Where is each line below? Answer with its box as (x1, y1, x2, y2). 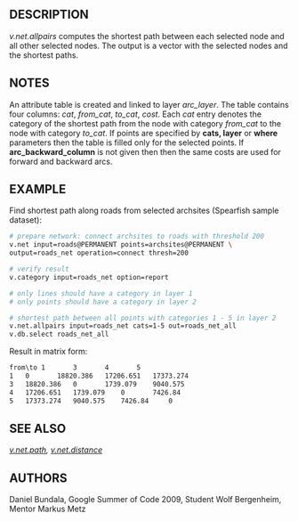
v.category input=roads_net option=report (9, 273, 169, 281)
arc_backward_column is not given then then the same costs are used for (9, 146, 282, 157)
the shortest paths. (9, 49, 78, 61)
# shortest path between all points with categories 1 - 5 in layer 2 (9, 313, 277, 322)
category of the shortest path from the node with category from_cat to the (9, 118, 282, 128)
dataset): (9, 215, 43, 225)
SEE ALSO (9, 420, 67, 436)
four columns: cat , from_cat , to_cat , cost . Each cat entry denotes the (9, 109, 262, 119)
